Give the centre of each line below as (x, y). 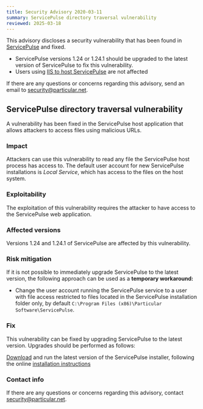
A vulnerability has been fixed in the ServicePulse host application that (95, 124)
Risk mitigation (29, 259)
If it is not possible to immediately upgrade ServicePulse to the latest (92, 272)
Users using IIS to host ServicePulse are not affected (81, 72)
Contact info (25, 379)
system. (16, 179)
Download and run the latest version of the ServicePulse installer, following (101, 357)
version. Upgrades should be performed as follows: (71, 345)
